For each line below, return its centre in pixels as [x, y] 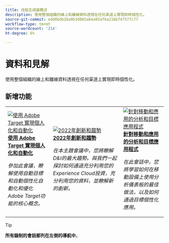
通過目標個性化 [141, 200]
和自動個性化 [23, 180]
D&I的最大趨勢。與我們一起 [85, 158]
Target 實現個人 [26, 145]
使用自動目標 [28, 173]
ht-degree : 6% [20, 33]
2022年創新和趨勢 [74, 138]
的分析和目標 [138, 142]
